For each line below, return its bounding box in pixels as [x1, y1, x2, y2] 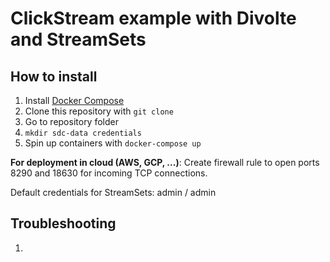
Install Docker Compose [24, 95, 125, 106]
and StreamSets [10, 28, 147, 51]
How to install [10, 68, 98, 85]
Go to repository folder [24, 116, 119, 127]
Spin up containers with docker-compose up [24, 137, 202, 149]
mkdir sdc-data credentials [24, 128, 142, 138]
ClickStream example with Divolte [10, 7, 297, 30]
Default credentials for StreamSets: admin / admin [10, 187, 217, 198]
